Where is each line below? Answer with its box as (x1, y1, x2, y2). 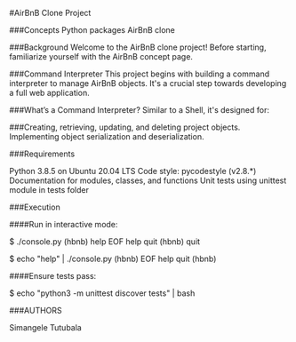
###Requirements (9, 148, 76, 159)
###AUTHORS (9, 306, 62, 315)
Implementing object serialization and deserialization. (9, 131, 204, 141)
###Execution (9, 202, 60, 212)
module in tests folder (9, 185, 89, 195)
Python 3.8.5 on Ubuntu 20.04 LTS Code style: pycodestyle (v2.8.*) (9, 166, 257, 176)
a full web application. (9, 88, 91, 98)
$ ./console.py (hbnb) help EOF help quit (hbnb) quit (9, 236, 201, 247)
